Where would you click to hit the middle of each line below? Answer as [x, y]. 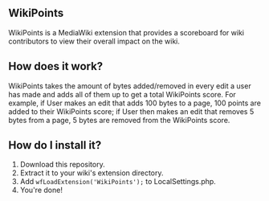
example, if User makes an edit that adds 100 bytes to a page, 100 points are [134, 103]
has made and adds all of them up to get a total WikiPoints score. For [122, 94]
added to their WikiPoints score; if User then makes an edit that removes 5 [131, 111]
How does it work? [56, 66]
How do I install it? [55, 145]
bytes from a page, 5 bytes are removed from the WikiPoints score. [119, 120]
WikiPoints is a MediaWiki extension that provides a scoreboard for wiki [126, 32]
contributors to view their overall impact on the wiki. [94, 41]
